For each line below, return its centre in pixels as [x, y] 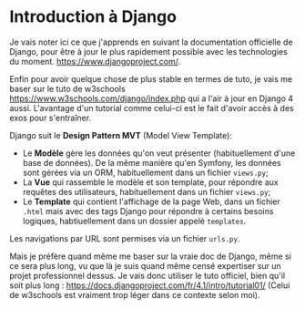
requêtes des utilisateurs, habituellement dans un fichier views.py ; [147, 191]
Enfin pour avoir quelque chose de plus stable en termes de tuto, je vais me [151, 78]
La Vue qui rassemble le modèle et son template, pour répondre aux [151, 182]
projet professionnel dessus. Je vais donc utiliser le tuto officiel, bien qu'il [147, 275]
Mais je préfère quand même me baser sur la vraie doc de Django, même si [150, 256]
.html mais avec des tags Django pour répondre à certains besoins [148, 211]
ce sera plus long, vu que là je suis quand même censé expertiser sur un [146, 265]
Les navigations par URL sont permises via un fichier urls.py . [125, 238]
